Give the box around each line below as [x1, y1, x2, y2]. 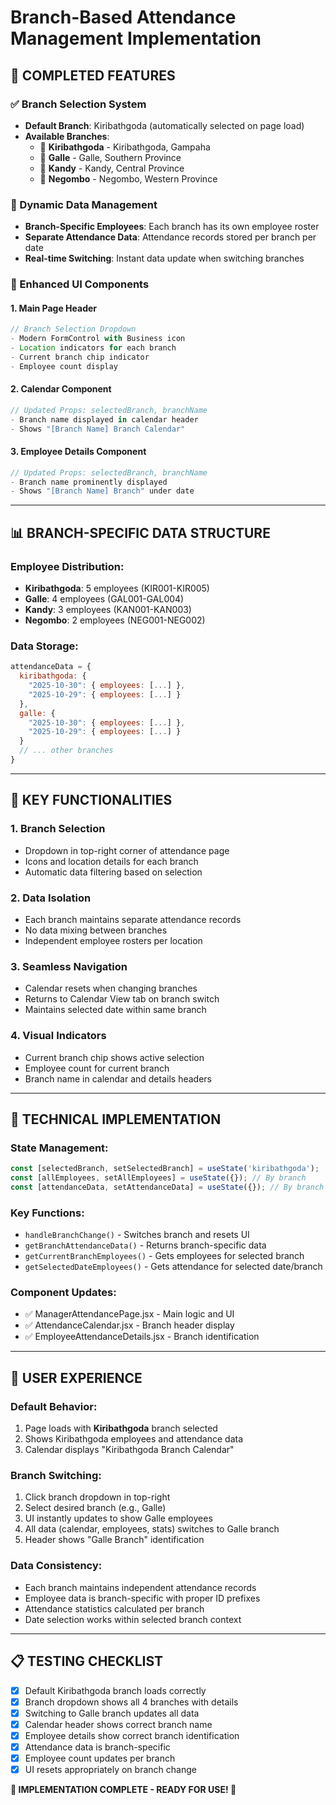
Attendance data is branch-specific [24, 1741, 171, 1753]
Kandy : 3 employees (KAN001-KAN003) [24, 604, 192, 616]
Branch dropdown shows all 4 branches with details [24, 1696, 239, 1708]
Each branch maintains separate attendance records [24, 913, 242, 925]
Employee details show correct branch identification [24, 1729, 240, 1741]
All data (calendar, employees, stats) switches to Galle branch [24, 1523, 280, 1535]
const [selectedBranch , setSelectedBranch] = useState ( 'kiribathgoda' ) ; [10, 1164, 320, 1174]
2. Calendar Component [10, 383, 112, 395]
